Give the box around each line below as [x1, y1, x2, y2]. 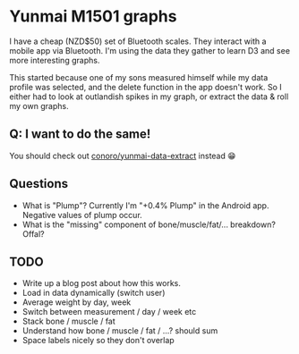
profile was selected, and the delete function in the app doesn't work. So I [9, 81, 282, 92]
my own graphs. [9, 100, 69, 111]
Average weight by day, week [21, 297, 132, 308]
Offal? [21, 228, 45, 239]
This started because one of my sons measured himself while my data [9, 72, 269, 82]
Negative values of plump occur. [21, 209, 143, 220]
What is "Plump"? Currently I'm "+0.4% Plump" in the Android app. [21, 199, 269, 211]
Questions [9, 176, 69, 191]
